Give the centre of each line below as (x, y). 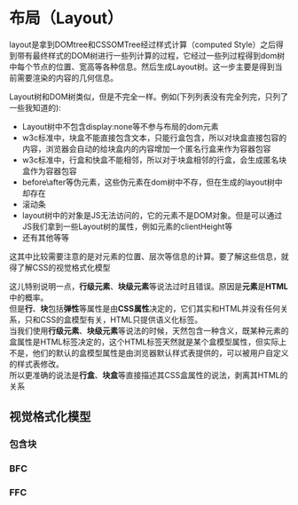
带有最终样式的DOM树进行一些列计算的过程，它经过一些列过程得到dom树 (151, 55)
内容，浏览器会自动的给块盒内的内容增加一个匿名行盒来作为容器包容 (146, 148)
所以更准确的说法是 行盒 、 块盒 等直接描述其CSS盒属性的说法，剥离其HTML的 (149, 375)
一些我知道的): (35, 107)
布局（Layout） (66, 18)
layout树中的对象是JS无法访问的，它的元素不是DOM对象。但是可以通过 (152, 215)
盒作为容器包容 (49, 170)
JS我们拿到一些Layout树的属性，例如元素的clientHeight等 (127, 226)
